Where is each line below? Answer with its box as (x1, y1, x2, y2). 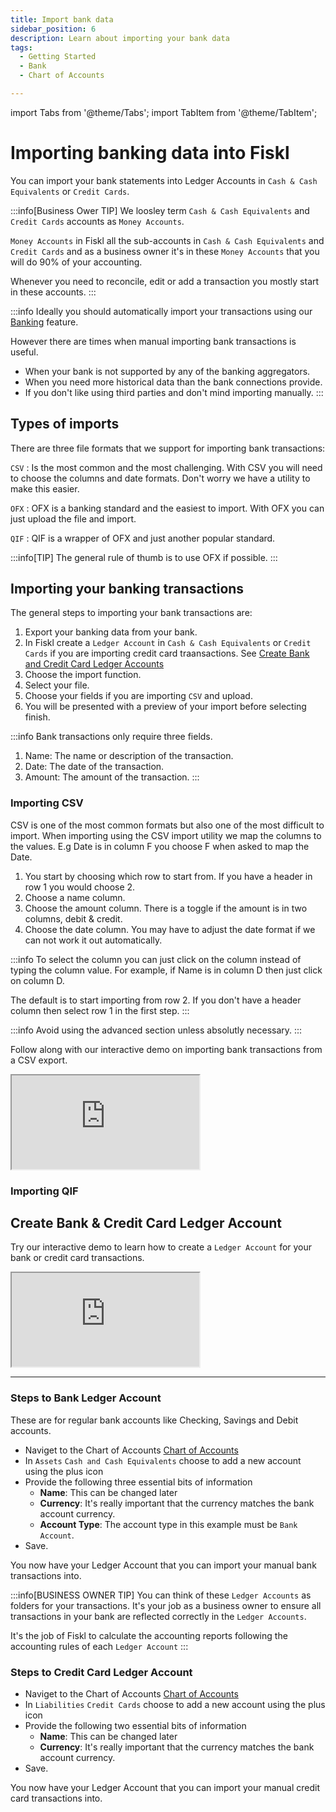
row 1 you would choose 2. (24, 881, 136, 893)
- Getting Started (19, 52, 97, 62)
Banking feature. (10, 316, 79, 328)
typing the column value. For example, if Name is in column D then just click (10, 964, 323, 976)
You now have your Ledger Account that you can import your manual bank (10, 1559, 317, 1571)
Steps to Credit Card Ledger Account (10, 1665, 193, 1679)
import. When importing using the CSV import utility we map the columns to (10, 829, 322, 841)
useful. (10, 346, 39, 358)
